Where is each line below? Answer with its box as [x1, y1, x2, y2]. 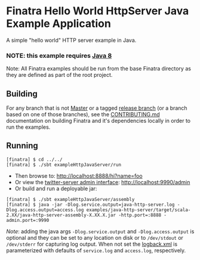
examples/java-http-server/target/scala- [86, 207, 191, 213]
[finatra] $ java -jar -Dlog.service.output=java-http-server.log [6, 202, 175, 208]
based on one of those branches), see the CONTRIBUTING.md [6, 111, 160, 118]
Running [6, 141, 39, 151]
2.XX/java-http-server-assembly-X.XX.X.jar [6, 212, 116, 218]
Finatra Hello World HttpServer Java [6, 4, 189, 18]
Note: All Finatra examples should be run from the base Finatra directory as [6, 65, 191, 72]
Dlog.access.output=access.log [6, 207, 84, 213]
